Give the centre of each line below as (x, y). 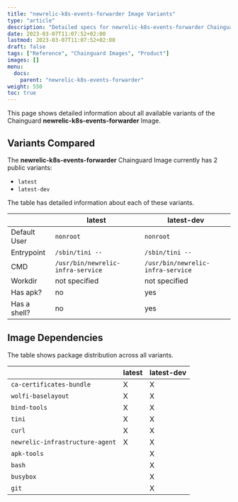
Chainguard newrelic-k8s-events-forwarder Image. (84, 121)
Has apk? (27, 292)
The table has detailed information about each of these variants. (101, 202)
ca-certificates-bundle (51, 384)
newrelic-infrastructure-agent (64, 442)
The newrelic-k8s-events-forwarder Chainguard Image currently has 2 (113, 160)
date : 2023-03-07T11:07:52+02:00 (57, 34)
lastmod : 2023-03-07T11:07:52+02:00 (61, 40)
